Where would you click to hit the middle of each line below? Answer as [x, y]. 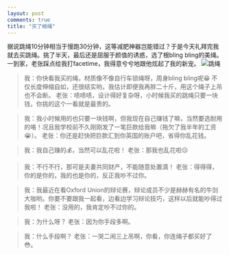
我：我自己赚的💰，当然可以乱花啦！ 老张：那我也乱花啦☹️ [106, 150]
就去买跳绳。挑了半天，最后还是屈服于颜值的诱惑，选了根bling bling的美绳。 [115, 55]
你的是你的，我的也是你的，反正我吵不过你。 [87, 175]
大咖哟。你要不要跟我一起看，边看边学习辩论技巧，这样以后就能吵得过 [123, 199]
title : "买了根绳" [32, 26]
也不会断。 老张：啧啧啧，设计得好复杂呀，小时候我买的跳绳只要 [115, 95]
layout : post [26, 13]
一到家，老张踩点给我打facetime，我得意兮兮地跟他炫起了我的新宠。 [104, 64]
